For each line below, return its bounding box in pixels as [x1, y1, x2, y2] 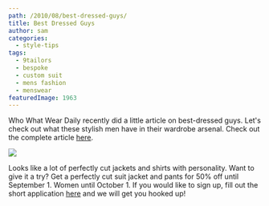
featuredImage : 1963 [8, 94, 78, 102]
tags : [8, 49, 26, 57]
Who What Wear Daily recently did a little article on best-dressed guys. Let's [8, 115, 261, 125]
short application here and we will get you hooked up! [8, 189, 186, 199]
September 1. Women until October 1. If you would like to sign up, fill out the [8, 180, 259, 190]
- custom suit [15, 71, 63, 79]
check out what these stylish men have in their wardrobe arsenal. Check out [8, 124, 260, 134]
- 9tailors [15, 57, 52, 65]
